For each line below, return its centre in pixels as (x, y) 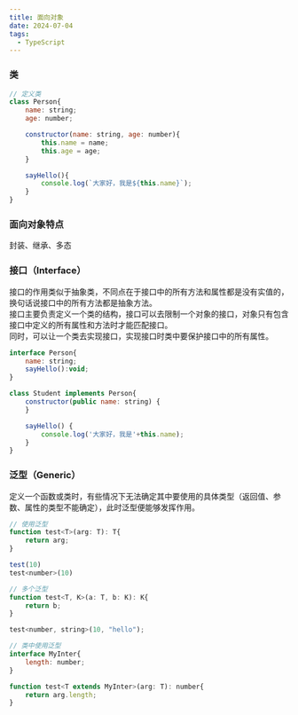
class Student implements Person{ (73, 394)
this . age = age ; (71, 151)
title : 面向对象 (36, 17)
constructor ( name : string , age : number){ (102, 135)
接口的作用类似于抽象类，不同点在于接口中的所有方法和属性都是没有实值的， (149, 291)
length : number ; (55, 662)
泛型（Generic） (45, 475)
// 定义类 (25, 94)
